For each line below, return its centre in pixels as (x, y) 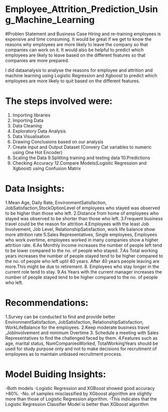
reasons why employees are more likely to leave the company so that (76, 44)
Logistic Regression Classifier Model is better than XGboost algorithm (77, 404)
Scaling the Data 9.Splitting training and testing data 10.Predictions (81, 158)
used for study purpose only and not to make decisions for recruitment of (81, 349)
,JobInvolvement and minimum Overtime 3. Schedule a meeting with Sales (82, 333)
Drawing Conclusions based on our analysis (58, 142)
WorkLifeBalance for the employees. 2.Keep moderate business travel (77, 327)
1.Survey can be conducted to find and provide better (60, 317)
